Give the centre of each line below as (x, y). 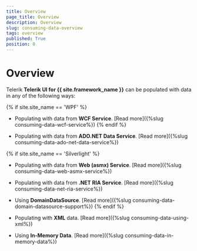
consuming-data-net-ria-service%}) (59, 189)
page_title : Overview (33, 17)
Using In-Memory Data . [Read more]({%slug (69, 235)
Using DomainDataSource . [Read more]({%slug (73, 200)
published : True (26, 39)
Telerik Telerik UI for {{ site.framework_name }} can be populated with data (99, 89)
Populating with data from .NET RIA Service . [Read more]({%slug (94, 182)
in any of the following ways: (41, 96)
